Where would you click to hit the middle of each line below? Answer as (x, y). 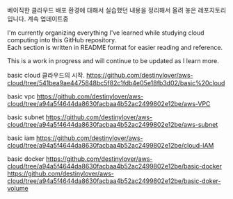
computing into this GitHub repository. (62, 40)
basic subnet (26, 117)
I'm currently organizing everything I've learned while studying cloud (106, 33)
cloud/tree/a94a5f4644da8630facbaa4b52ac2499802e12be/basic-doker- (114, 181)
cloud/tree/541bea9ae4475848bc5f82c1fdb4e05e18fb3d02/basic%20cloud (116, 83)
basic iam (21, 138)
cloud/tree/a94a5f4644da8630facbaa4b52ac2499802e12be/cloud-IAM (111, 145)
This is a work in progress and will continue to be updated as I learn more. (113, 61)
